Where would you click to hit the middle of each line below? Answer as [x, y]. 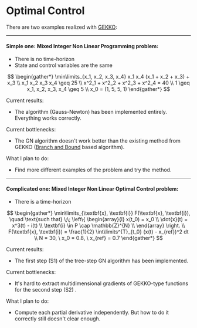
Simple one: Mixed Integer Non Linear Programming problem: [82, 46]
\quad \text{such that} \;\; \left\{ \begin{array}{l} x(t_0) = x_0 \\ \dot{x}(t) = [98, 219]
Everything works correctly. [48, 118]
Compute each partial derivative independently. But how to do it [91, 313]
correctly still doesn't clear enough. [57, 319]
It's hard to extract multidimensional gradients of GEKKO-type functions [101, 283]
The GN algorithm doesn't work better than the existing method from [97, 141]
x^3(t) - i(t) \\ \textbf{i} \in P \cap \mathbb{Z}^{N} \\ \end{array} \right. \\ [98, 226]
